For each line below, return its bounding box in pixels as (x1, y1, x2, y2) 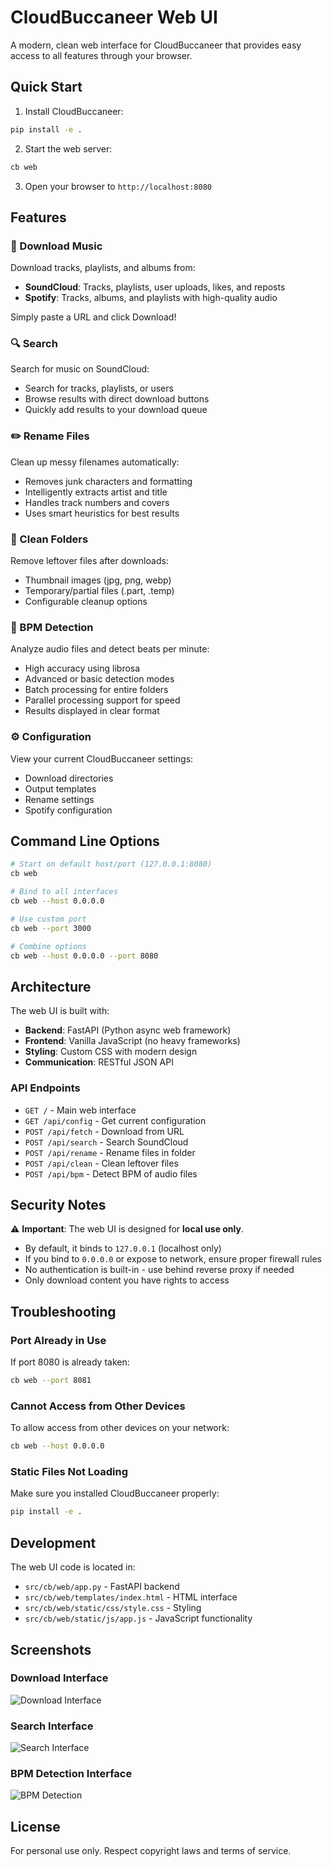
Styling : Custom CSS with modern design (24, 1046, 198, 1058)
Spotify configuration (24, 804, 113, 816)
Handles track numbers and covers (24, 496, 170, 508)
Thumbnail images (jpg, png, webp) (24, 574, 172, 586)
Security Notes (10, 1196, 107, 1213)
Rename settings (24, 793, 95, 805)
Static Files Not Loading (10, 1465, 129, 1479)
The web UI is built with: (10, 1005, 110, 1017)
